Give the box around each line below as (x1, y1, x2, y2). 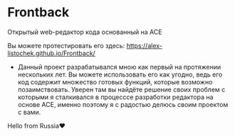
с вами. (17, 108, 41, 116)
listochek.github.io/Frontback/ (7, 49, 96, 57)
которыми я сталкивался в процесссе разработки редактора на (17, 93, 214, 101)
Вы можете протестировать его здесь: (7, 41, 125, 50)
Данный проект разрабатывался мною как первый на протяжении (17, 62, 221, 71)
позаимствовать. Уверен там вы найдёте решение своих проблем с (17, 85, 226, 93)
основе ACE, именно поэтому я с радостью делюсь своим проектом (17, 100, 229, 108)
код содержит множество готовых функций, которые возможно (17, 77, 213, 86)
